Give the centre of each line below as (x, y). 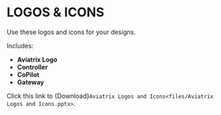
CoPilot (28, 75)
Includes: (20, 45)
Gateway (30, 82)
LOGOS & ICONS (55, 12)
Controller (32, 67)
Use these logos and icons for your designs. (71, 32)
